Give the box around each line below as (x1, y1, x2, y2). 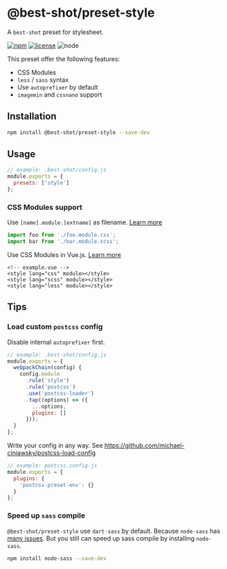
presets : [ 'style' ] (13, 179, 70, 187)
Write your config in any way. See (7, 441, 103, 450)
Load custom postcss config (7, 322, 103, 331)
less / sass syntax (17, 75, 69, 84)
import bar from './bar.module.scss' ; (7, 238, 119, 245)
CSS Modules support (7, 202, 83, 212)
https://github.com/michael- (104, 441, 185, 450)
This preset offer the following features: (7, 54, 120, 63)
